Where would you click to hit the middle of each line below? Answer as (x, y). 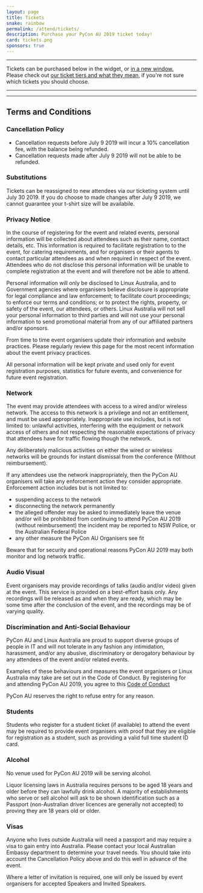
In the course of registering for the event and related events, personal (93, 233)
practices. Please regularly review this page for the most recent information (100, 346)
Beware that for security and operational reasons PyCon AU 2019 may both (100, 550)
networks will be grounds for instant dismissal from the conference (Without (101, 457)
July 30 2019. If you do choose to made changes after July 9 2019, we (94, 197)
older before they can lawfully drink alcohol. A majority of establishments (97, 791)
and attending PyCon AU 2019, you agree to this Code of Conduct (88, 684)
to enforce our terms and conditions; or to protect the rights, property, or (97, 302)
